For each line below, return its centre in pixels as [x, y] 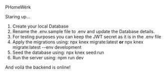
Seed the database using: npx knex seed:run [58, 52]
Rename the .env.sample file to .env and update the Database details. [83, 31]
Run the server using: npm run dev [48, 58]
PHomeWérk [18, 7]
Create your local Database [40, 26]
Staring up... [18, 17]
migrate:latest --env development [47, 47]
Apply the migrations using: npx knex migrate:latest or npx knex [78, 42]
